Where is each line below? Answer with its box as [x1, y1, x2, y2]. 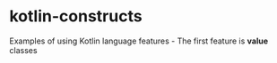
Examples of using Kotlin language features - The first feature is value [9, 35, 269, 46]
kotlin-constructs [9, 6, 143, 27]
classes [9, 44, 38, 55]
